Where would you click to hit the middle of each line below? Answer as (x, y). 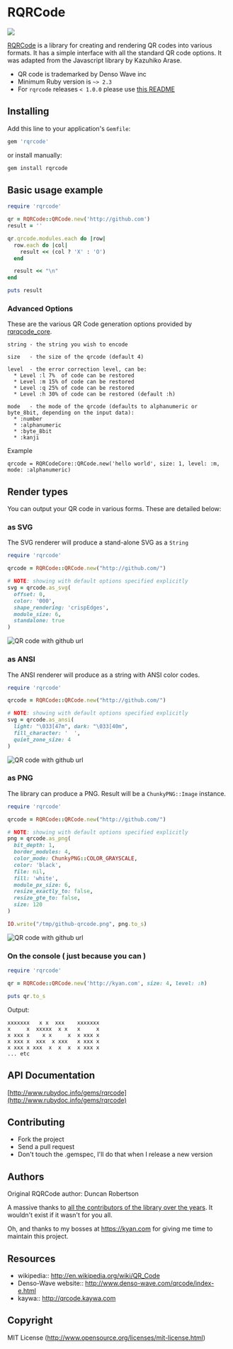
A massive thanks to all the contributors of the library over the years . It (110, 1208)
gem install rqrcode (38, 168)
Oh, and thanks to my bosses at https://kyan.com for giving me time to (110, 1229)
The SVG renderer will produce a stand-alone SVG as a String (98, 542)
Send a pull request (46, 1147)
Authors (26, 1176)
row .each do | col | (41, 245)
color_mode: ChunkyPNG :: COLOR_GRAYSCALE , (76, 858)
